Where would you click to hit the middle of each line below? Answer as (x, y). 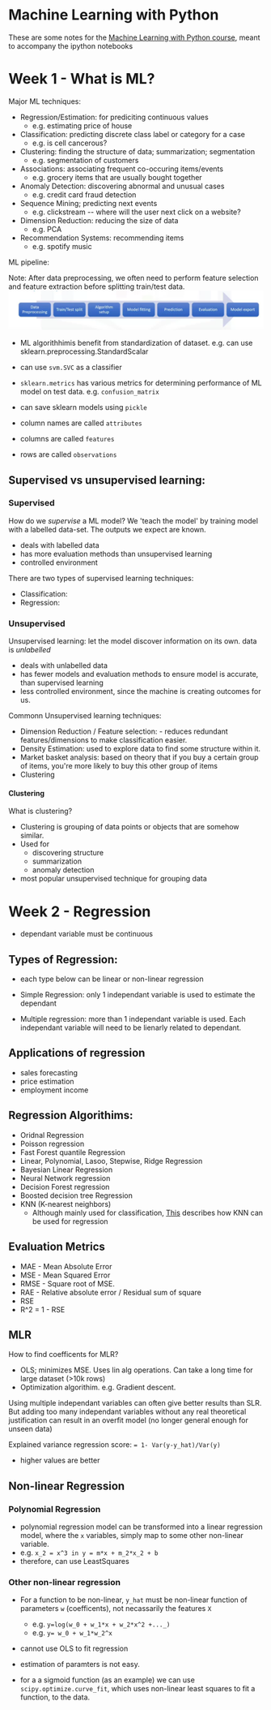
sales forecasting (49, 1072)
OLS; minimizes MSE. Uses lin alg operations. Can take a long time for (136, 1370)
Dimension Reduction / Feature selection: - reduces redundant (124, 731)
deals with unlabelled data (64, 665)
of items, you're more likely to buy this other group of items (119, 766)
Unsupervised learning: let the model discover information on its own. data (133, 641)
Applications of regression (77, 1053)
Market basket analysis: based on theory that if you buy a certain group (139, 757)
